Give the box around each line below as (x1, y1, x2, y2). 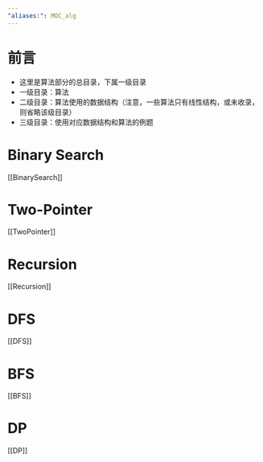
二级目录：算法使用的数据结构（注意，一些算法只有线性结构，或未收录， (18, 97, 259, 107)
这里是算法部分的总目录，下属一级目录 (18, 77, 146, 87)
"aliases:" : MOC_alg (7, 11, 77, 20)
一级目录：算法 (18, 87, 69, 96)
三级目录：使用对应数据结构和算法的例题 (18, 117, 154, 127)
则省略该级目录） (18, 107, 76, 117)
